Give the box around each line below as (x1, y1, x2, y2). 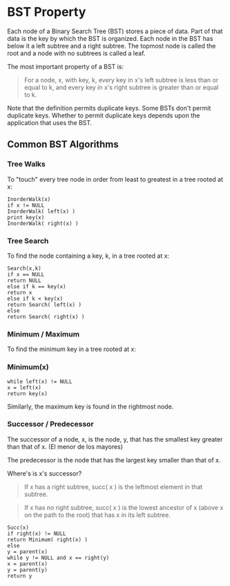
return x (7, 289, 32, 296)
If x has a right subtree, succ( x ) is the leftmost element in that (23, 482, 203, 491)
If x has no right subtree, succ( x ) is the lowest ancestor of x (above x (23, 503, 224, 511)
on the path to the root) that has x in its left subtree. (23, 511, 171, 519)
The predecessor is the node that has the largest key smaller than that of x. (7, 455, 221, 464)
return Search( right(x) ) (7, 313, 85, 320)
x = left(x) (7, 384, 41, 391)
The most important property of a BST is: (7, 62, 124, 70)
